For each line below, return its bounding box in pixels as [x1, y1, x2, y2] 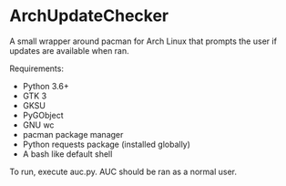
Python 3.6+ [22, 80, 70, 91]
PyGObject [22, 109, 64, 120]
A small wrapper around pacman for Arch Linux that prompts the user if [9, 36, 278, 46]
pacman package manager [22, 129, 124, 139]
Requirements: [9, 63, 64, 74]
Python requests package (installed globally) [22, 139, 191, 150]
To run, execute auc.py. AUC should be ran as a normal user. [9, 166, 237, 177]
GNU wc [22, 119, 55, 130]
